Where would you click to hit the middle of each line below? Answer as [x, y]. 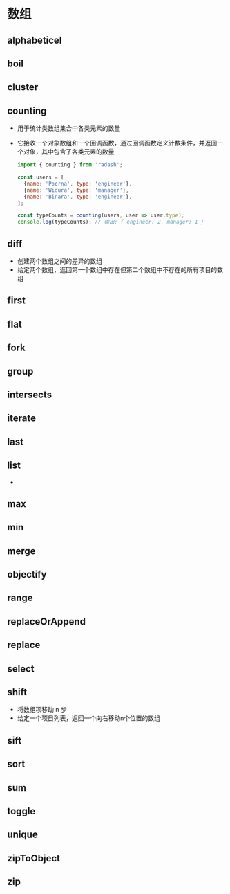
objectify [27, 574]
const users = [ [40, 177]
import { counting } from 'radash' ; [70, 165]
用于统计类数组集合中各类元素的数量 [69, 128]
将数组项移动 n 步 [42, 710]
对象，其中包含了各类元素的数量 [69, 152]
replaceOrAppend [47, 622]
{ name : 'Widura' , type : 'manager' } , [76, 190]
